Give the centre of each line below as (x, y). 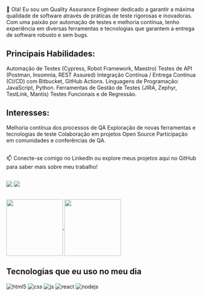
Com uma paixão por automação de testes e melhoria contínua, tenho (93, 22)
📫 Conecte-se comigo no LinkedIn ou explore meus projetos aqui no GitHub (101, 158)
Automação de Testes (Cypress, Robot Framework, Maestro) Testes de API (99, 68)
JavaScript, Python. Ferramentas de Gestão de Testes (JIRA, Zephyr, (92, 87)
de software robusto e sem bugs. (47, 35)
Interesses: (28, 113)
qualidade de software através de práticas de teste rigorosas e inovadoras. (99, 16)
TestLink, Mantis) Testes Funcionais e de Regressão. (71, 94)
